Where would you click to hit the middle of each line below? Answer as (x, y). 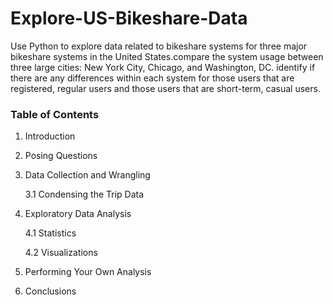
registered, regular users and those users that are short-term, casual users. (165, 88)
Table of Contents (55, 114)
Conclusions (50, 291)
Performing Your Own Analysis (88, 272)
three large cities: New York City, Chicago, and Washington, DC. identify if (163, 67)
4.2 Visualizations (61, 253)
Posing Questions (61, 156)
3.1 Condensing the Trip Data (84, 194)
